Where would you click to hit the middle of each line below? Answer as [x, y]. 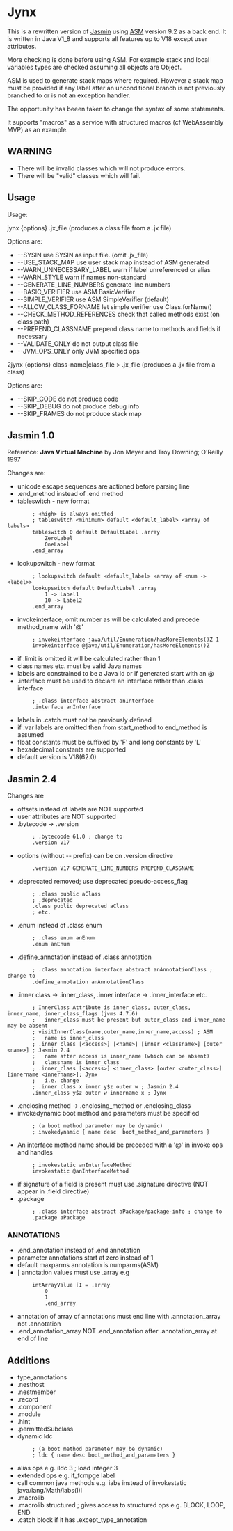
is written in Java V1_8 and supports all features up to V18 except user [107, 38]
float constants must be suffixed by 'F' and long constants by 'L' [109, 743]
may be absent [28, 1026]
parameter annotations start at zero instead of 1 [85, 1258]
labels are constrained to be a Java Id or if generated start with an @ [115, 674]
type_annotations [42, 1377]
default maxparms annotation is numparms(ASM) [88, 1265]
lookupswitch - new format [56, 564]
